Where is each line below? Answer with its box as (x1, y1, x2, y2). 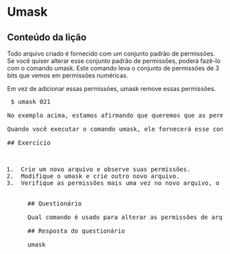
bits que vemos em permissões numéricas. (7, 71, 129, 79)
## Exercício (7, 139, 51, 147)
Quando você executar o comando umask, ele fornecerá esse (7, 125, 210, 133)
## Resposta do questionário (27, 227, 125, 235)
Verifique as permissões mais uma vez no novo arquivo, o (21, 179, 220, 187)
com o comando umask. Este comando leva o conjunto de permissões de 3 (7, 64, 220, 72)
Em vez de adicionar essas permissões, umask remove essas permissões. (7, 85, 216, 92)
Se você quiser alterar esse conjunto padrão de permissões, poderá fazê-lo (7, 57, 221, 65)
